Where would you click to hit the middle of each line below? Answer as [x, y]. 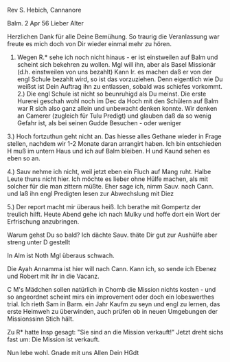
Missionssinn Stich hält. [41, 319]
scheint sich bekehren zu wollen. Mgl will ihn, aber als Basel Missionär [116, 64]
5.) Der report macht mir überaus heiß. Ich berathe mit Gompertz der [104, 207]
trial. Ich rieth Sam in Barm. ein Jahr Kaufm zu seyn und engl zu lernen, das [114, 304]
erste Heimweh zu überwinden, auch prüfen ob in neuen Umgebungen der [113, 311]
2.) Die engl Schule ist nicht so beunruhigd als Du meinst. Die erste [112, 94]
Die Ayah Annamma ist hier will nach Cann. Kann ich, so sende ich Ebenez [112, 269]
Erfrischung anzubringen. [43, 222]
